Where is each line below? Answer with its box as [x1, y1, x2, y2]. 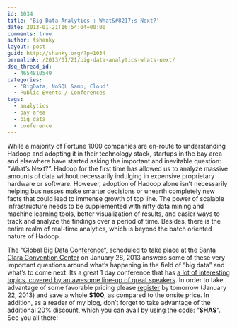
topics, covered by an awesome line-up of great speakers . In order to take [7, 275, 224, 284]
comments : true [7, 30, 52, 37]
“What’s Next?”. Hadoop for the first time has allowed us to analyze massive [7, 164, 229, 173]
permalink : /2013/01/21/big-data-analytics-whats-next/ [7, 57, 175, 64]
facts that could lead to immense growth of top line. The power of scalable [7, 194, 225, 202]
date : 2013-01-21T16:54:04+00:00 [7, 23, 106, 30]
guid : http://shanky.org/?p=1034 [7, 50, 106, 57]
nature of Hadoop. [7, 231, 61, 241]
